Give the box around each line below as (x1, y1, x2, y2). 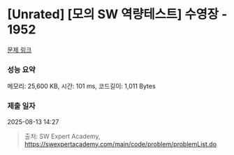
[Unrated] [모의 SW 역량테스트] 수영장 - (7, 6, 228, 22)
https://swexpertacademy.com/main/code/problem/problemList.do (24, 140, 217, 148)
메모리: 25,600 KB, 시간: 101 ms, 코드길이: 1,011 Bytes (7, 82, 156, 91)
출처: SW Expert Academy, (24, 132, 101, 140)
